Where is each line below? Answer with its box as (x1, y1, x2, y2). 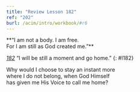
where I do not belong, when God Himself (6, 73, 110, 80)
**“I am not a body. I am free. (6, 37, 80, 44)
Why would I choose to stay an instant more (6, 66, 116, 73)
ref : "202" (6, 14, 34, 20)
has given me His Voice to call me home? (6, 79, 109, 86)
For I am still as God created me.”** (6, 43, 94, 50)
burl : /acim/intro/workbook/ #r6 (6, 20, 87, 26)
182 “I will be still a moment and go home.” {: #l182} (6, 55, 134, 62)
